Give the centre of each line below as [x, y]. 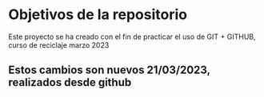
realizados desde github [70, 82]
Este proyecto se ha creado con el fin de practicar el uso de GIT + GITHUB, [132, 37]
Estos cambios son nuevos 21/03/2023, [109, 70]
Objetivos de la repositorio [98, 15]
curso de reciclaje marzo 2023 [59, 45]
